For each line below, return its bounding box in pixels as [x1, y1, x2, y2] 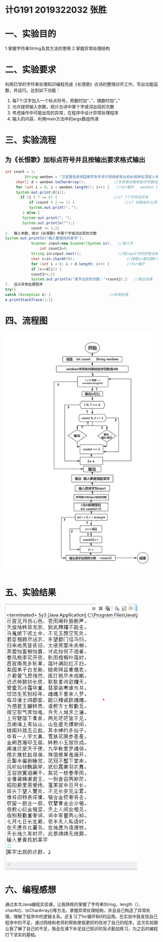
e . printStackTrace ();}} [5, 297, 53, 302]
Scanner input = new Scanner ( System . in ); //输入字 [31, 241, 133, 246]
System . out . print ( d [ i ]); [16, 190, 66, 195]
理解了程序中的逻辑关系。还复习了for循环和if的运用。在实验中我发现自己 [13, 913, 158, 919]
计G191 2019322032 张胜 [5, 4, 107, 16]
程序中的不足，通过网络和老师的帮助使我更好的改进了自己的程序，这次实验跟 [5, 919, 158, 925]
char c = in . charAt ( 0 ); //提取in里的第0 [31, 256, 156, 261]
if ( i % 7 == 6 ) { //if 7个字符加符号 [20, 195, 149, 200]
